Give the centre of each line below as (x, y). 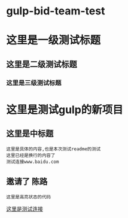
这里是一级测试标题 (54, 40)
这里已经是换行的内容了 (31, 155)
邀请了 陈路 (27, 182)
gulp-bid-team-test (56, 11)
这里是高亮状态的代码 (28, 197)
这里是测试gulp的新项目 (65, 110)
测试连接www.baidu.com (33, 162)
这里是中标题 (30, 134)
